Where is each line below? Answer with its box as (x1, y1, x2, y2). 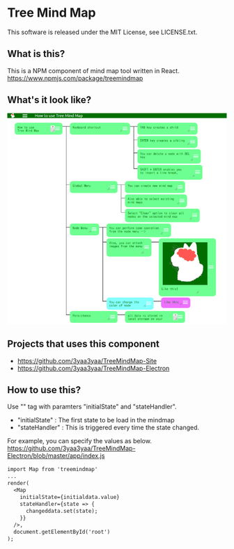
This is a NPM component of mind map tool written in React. (7, 66, 180, 74)
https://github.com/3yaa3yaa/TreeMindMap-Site (17, 356, 157, 365)
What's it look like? (7, 94, 92, 106)
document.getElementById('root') (13, 529, 111, 536)
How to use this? (7, 384, 81, 396)
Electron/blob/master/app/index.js (7, 452, 105, 460)
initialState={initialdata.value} (19, 494, 120, 501)
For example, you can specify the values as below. (7, 437, 152, 445)
